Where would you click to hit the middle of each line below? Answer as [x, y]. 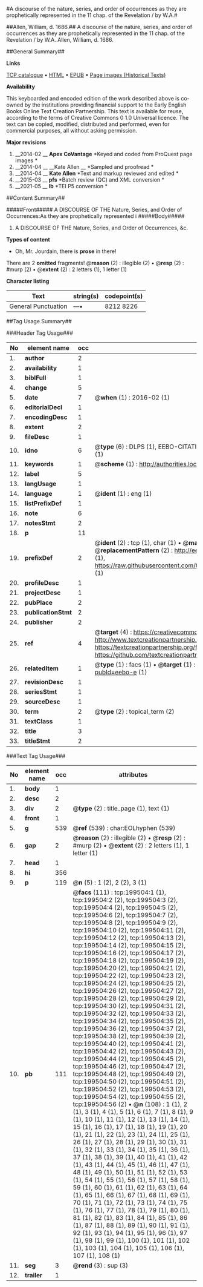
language [39, 494]
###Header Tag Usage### [40, 333]
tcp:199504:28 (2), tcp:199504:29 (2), [129, 998]
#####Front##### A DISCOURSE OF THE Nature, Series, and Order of [94, 209]
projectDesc [43, 593]
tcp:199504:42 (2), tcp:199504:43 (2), [129, 1051]
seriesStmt [41, 692]
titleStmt [37, 741]
